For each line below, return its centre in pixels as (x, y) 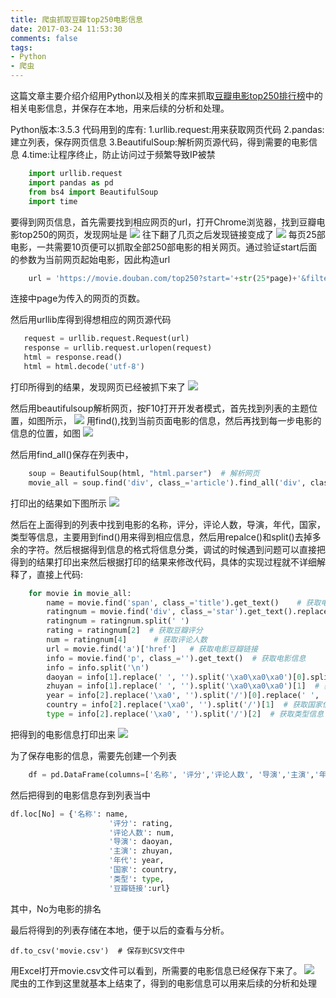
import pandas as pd (71, 182)
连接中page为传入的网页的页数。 (78, 298)
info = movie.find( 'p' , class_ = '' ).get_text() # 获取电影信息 (176, 658)
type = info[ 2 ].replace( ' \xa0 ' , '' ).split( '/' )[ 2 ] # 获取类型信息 (185, 714)
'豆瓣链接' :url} (139, 888)
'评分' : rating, (141, 823)
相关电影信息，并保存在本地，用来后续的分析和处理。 (120, 108)
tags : (21, 47)
